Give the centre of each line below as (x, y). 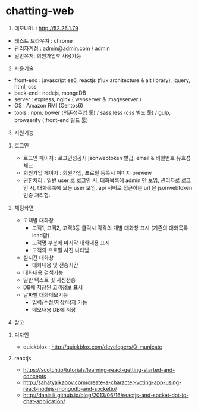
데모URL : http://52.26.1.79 (46, 28)
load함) (41, 235)
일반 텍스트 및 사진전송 (49, 280)
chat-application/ (44, 401)
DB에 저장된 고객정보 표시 (53, 287)
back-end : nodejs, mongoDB (50, 93)
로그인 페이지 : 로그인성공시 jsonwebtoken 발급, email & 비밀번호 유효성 (107, 158)
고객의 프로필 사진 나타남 (61, 250)
